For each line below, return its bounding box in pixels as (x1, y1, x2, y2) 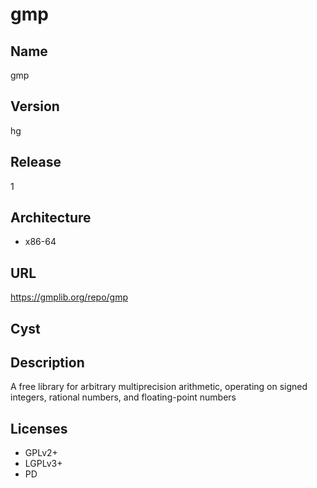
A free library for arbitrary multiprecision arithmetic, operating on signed (10, 381, 308, 393)
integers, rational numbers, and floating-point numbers (10, 391, 237, 403)
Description (10, 354, 85, 372)
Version (10, 98, 60, 115)
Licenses (10, 420, 68, 437)
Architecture (10, 209, 92, 227)
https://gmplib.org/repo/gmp (10, 291, 129, 303)
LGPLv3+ (24, 458, 63, 470)
